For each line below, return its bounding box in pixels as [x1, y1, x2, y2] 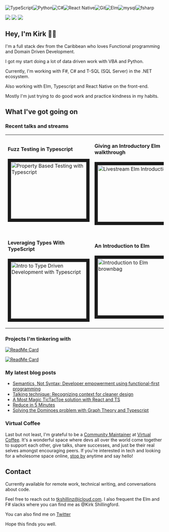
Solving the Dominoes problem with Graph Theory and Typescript [12, 407, 149, 413]
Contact [5, 467, 31, 476]
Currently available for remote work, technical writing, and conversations [5, 481, 156, 487]
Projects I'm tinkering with [5, 335, 71, 342]
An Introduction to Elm [95, 242, 150, 249]
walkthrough [95, 149, 126, 156]
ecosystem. [5, 73, 30, 79]
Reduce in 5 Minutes [12, 402, 55, 408]
